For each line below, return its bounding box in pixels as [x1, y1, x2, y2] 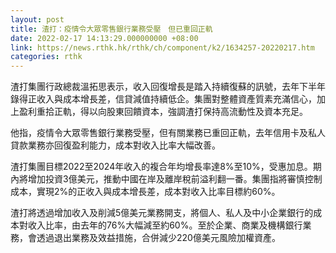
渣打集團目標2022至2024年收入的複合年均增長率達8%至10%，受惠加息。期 [10, 161, 322, 173]
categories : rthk [10, 52, 83, 62]
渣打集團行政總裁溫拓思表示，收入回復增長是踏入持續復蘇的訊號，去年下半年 [10, 81, 326, 93]
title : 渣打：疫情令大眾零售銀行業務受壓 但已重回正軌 [10, 24, 213, 34]
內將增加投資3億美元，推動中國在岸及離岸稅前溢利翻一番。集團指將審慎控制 [10, 173, 323, 185]
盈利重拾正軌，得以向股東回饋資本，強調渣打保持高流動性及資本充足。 [18, 106, 308, 118]
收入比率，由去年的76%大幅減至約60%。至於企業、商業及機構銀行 [27, 219, 303, 231]
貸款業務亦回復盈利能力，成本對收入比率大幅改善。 [10, 139, 221, 151]
